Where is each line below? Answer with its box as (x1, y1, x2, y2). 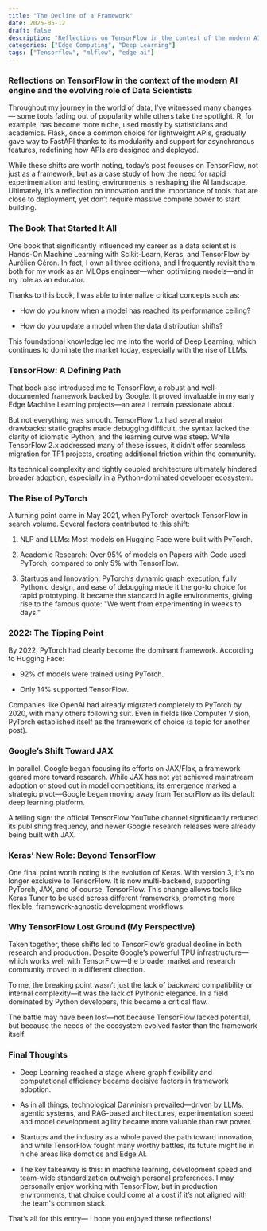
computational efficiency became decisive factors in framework (19, 1076, 229, 1085)
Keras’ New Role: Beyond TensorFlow (8, 849, 157, 860)
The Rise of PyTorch (8, 493, 87, 504)
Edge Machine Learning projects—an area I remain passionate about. (8, 399, 234, 409)
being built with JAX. (8, 829, 76, 839)
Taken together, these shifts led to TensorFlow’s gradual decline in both (8, 940, 242, 949)
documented (8, 391, 50, 400)
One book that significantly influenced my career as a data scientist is (8, 240, 237, 251)
